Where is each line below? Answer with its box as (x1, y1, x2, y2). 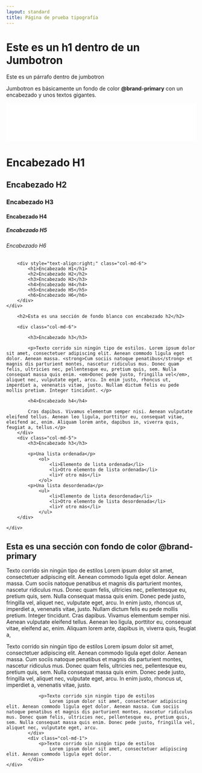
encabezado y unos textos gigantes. (6, 91, 96, 99)
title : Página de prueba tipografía (6, 15, 98, 21)
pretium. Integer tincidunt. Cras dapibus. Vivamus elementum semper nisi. (6, 612, 191, 619)
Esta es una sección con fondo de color (6, 542, 157, 552)
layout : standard (6, 8, 50, 15)
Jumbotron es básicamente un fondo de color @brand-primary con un (6, 85, 183, 92)
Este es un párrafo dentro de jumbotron (6, 73, 104, 80)
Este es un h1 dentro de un (6, 40, 140, 54)
